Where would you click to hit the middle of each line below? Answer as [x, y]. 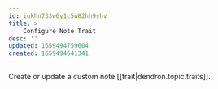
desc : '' [23, 38]
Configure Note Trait [59, 31]
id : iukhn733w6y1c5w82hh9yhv [58, 16]
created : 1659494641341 [49, 53]
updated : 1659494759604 [49, 46]
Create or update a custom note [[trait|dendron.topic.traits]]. [109, 76]
